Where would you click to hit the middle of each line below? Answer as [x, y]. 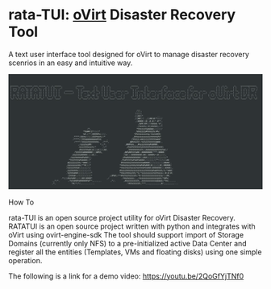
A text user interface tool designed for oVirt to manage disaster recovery [129, 54]
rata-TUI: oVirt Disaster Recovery [122, 15]
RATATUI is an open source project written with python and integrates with [132, 226]
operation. [25, 260]
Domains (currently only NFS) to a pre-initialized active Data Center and [128, 243]
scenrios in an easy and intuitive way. [71, 63]
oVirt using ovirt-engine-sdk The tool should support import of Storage [126, 234]
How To [21, 202]
